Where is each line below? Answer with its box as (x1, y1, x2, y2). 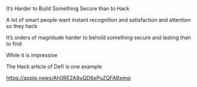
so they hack (6, 23, 38, 29)
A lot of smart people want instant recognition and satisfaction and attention (6, 16, 191, 23)
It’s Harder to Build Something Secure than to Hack (6, 5, 130, 12)
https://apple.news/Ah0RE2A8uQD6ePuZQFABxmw (6, 75, 132, 81)
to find (6, 41, 22, 47)
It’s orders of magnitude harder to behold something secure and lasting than (6, 34, 192, 41)
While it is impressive (6, 52, 58, 58)
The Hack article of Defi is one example (6, 63, 102, 70)
